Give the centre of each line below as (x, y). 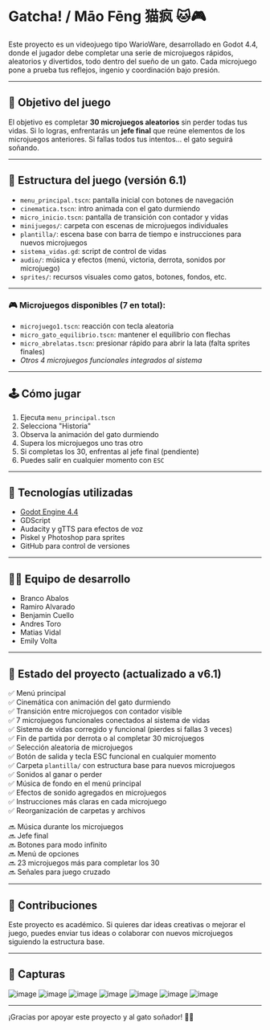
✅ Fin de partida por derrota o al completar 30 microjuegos (106, 738)
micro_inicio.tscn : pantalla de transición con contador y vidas (124, 217)
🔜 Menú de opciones (44, 854)
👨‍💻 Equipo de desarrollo (70, 579)
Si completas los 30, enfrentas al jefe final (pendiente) (109, 452)
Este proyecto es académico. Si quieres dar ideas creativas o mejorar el (127, 924)
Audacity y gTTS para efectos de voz (81, 529)
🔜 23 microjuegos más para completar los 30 (84, 863)
